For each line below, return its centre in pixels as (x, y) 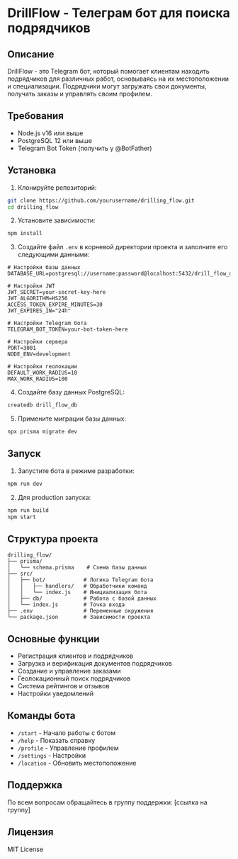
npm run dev (25, 484)
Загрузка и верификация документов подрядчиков (95, 664)
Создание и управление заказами (69, 671)
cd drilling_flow (33, 207)
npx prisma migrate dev (42, 432)
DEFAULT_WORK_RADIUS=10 (42, 373)
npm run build (28, 510)
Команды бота (41, 716)
